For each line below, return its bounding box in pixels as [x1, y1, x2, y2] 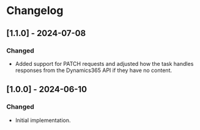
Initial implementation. [15, 117, 72, 124]
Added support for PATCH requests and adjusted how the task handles [15, 60, 194, 67]
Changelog [6, 4, 64, 18]
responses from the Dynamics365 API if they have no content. [15, 67, 172, 74]
